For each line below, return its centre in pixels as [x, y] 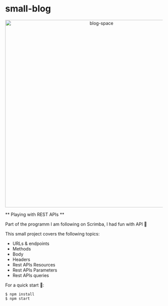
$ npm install [20, 294]
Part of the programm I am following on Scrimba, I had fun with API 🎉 [76, 224]
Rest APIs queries [30, 275]
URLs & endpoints [31, 243]
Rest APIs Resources [34, 264]
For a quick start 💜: [25, 285]
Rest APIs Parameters [35, 270]
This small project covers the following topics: [52, 233]
